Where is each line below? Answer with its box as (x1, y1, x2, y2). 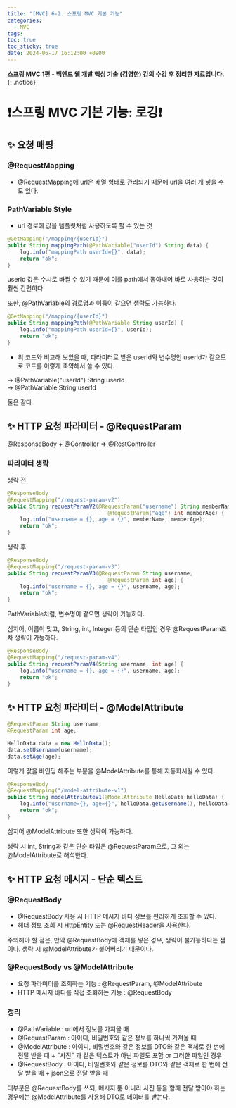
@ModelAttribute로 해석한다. (7, 850, 88, 859)
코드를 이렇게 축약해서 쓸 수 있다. (25, 361, 115, 370)
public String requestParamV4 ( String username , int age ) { (7, 660, 184, 668)
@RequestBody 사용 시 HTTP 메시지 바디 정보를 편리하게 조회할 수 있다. (17, 911, 217, 920)
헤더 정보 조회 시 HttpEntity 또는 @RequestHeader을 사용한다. (17, 921, 191, 929)
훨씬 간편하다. (7, 284, 46, 292)
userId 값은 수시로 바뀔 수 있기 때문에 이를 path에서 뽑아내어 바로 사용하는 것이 (7, 275, 223, 284)
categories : (7, 17, 42, 24)
